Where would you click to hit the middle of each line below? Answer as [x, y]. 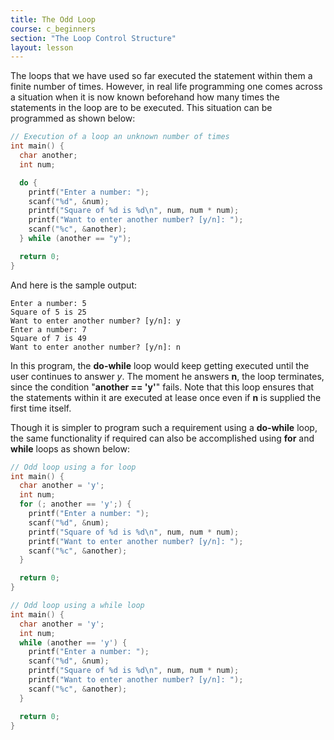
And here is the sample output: [73, 285]
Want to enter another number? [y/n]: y [96, 321]
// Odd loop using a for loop [73, 467]
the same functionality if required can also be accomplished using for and [162, 438]
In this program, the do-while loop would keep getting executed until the [160, 365]
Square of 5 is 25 [48, 312]
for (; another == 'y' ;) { [75, 504]
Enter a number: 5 [48, 303]
